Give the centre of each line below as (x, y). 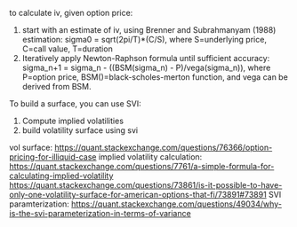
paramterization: (39, 204)
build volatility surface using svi (80, 130)
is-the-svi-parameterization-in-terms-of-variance (100, 213)
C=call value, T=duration (67, 49)
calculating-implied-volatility (61, 176)
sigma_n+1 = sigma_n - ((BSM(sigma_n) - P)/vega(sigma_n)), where (146, 67)
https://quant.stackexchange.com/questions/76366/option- (164, 147)
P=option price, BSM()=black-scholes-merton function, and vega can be (155, 77)
